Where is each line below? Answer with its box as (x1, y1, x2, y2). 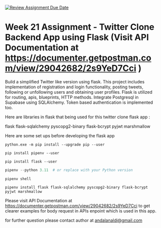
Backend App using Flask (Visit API (5, 32, 149, 43)
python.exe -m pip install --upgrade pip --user (5, 142, 105, 147)
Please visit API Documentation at (5, 197, 73, 203)
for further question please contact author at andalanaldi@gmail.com (5, 217, 143, 223)
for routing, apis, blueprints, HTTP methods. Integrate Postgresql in (5, 94, 139, 100)
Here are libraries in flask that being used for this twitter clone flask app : (5, 114, 150, 120)
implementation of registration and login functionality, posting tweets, (5, 84, 144, 90)
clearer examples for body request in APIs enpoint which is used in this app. (5, 208, 157, 213)
